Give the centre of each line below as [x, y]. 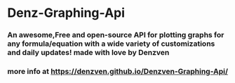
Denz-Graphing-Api [66, 13]
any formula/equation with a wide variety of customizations [111, 44]
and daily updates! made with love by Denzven [88, 53]
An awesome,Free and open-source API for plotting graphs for [116, 35]
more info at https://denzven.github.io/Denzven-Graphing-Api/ [118, 72]
